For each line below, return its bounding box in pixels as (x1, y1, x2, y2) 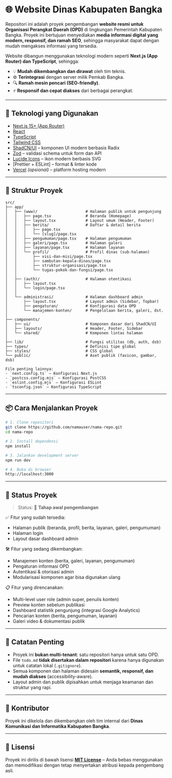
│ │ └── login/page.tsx (5, 285, 66, 291)
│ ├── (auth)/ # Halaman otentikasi (5, 276, 132, 281)
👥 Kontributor (5, 704, 50, 713)
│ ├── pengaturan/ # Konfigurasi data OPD (5, 303, 137, 309)
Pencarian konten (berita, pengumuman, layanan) (12, 613, 117, 619)
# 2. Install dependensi (5, 439, 58, 444)
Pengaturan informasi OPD (12, 563, 69, 569)
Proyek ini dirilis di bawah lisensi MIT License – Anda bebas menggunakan (5, 756, 163, 763)
